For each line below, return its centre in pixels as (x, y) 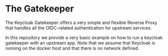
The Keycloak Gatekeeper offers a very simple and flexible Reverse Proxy (81, 22)
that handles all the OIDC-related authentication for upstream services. (78, 27)
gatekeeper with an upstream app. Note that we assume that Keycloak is (80, 42)
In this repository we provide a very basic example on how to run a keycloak (84, 37)
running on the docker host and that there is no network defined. (72, 48)
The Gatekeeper (40, 9)
